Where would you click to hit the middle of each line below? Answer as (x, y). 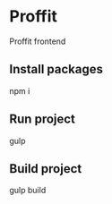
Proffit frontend (38, 41)
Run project (43, 119)
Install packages (56, 69)
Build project (46, 169)
